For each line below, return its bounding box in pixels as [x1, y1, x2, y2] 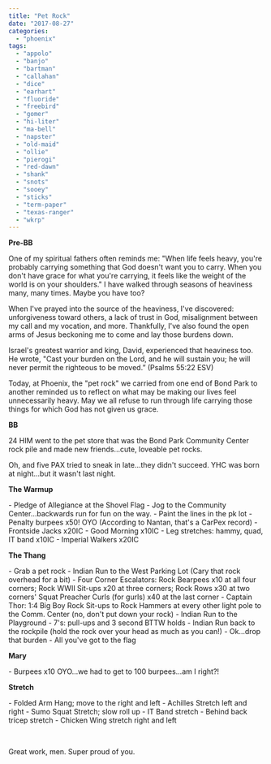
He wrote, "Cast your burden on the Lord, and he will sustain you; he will [8, 354, 251, 364]
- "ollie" [15, 148, 49, 156]
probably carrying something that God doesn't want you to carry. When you [8, 262, 262, 272]
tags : [8, 42, 27, 50]
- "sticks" [15, 192, 53, 201]
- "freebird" [15, 102, 60, 110]
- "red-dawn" [15, 163, 60, 171]
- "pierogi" [15, 155, 57, 163]
